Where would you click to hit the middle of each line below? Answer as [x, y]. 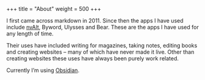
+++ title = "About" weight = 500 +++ [54, 9]
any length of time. [30, 34]
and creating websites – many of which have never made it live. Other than [100, 52]
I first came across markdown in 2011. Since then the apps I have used [95, 20]
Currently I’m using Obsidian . [43, 70]
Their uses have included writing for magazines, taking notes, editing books [102, 45]
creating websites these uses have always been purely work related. [93, 58]
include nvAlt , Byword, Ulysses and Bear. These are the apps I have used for [102, 27]
